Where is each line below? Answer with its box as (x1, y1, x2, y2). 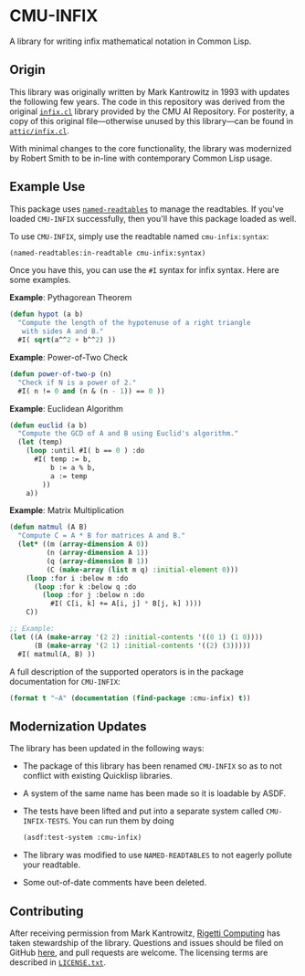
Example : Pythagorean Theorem (9, 292, 132, 303)
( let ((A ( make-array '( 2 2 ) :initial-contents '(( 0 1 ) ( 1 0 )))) (9, 632, 264, 642)
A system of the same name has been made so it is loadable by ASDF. (22, 788, 287, 799)
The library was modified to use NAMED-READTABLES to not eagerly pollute (22, 850, 292, 861)
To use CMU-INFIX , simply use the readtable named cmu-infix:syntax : (9, 230, 269, 242)
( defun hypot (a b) (9, 310, 84, 320)
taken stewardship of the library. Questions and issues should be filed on (9, 937, 284, 948)
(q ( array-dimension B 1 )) (46, 556, 149, 566)
